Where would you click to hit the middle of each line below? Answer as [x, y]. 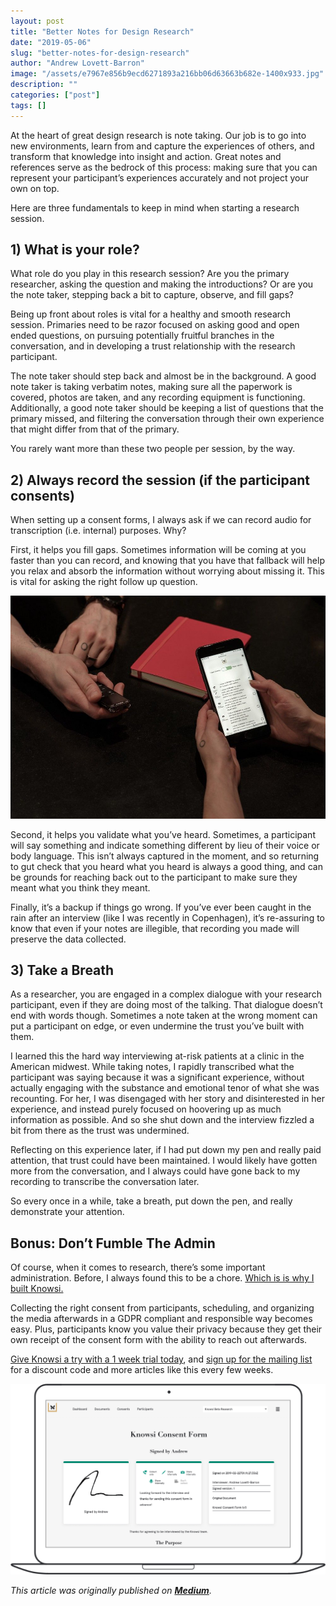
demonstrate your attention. [67, 1212]
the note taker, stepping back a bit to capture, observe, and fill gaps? [152, 295]
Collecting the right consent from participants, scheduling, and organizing [162, 1308]
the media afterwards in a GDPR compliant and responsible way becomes [161, 1319]
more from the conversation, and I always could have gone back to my [155, 1171]
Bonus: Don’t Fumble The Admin [113, 1243]
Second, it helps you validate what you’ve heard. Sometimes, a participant [163, 834]
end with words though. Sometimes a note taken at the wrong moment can [164, 1016]
